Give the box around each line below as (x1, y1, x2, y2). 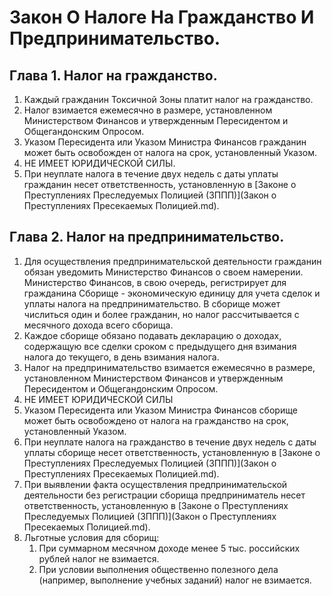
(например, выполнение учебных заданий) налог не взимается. (38, 574, 312, 586)
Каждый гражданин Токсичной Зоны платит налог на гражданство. (23, 94, 314, 105)
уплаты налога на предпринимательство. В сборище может (23, 297, 281, 310)
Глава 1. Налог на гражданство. (9, 67, 218, 84)
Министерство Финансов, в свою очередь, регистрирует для (23, 276, 287, 288)
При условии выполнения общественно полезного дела (38, 563, 279, 575)
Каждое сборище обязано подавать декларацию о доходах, (23, 329, 282, 341)
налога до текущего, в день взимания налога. (23, 351, 220, 363)
